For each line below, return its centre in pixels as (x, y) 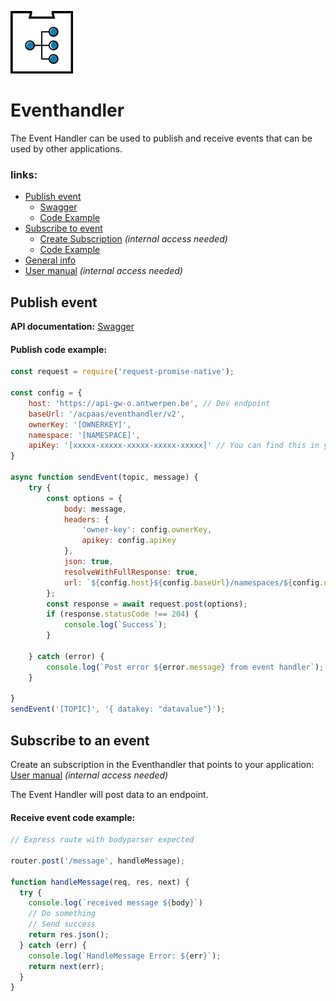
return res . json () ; (69, 935)
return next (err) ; (66, 966)
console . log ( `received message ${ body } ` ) (115, 903)
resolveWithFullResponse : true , (131, 572)
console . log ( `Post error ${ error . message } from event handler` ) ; (185, 667)
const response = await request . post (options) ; (147, 604)
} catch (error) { (66, 656)
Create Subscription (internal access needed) (133, 239)
